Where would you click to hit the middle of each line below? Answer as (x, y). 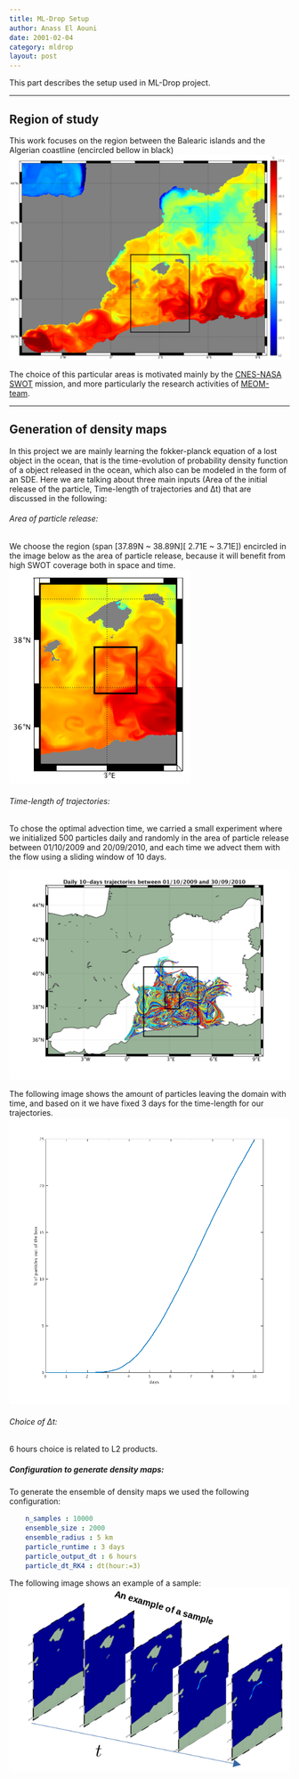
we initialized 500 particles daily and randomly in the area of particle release (149, 838)
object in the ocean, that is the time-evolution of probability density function (149, 460)
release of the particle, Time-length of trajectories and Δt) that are (130, 489)
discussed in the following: (58, 498)
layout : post (33, 57)
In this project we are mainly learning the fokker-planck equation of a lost (143, 451)
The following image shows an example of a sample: (105, 1583)
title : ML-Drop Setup (49, 19)
